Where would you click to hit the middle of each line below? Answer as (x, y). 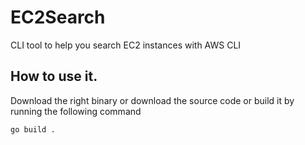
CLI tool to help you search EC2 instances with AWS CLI (126, 45)
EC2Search (58, 17)
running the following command (76, 111)
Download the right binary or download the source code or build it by (152, 100)
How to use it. (54, 76)
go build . (33, 129)
